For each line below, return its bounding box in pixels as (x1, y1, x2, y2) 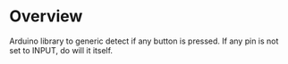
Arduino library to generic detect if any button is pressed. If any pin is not (9, 36, 279, 46)
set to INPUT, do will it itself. (9, 44, 114, 55)
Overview (9, 6, 83, 27)
